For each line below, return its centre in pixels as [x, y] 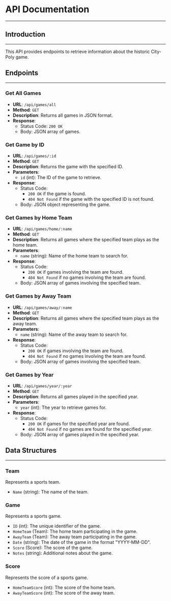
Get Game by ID [25, 145]
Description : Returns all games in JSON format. [63, 115]
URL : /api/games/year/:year [42, 386]
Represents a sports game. [34, 516]
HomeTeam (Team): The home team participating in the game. [75, 532]
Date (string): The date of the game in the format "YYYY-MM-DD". [82, 542]
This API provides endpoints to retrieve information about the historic [78, 51]
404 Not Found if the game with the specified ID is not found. [91, 199]
